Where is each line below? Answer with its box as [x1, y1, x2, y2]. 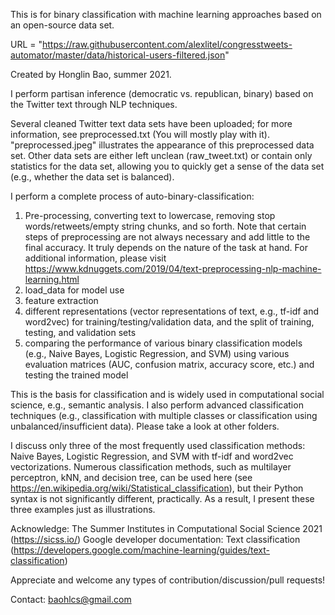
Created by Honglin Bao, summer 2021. [10, 69, 172, 80]
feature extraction [24, 295, 99, 306]
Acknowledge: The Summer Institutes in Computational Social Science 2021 [10, 523, 323, 534]
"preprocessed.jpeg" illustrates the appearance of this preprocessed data [10, 139, 315, 151]
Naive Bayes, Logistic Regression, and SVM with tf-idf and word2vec [10, 450, 294, 462]
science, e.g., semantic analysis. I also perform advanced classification [10, 399, 304, 411]
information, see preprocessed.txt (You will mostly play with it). [10, 129, 270, 140]
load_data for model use [24, 284, 125, 296]
